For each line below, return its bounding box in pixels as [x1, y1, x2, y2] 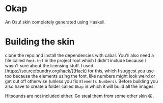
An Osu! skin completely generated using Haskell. [5, 19, 106, 25]
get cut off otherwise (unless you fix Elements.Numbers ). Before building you [5, 78, 158, 84]
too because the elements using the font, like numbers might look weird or [5, 73, 156, 79]
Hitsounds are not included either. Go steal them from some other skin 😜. [5, 93, 154, 99]
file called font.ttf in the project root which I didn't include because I [5, 57, 146, 63]
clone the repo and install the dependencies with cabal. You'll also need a [5, 52, 154, 58]
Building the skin [5, 36, 75, 47]
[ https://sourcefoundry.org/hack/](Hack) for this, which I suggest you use [5, 68, 154, 74]
